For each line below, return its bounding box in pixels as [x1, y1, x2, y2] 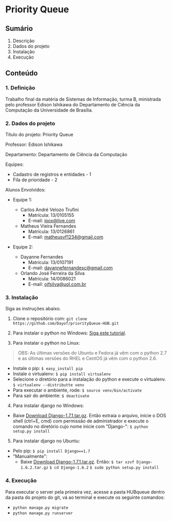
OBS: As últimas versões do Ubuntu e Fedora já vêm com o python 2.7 [17, 350, 167, 356]
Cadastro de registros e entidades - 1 [12, 171, 91, 177]
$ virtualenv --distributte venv [12, 383, 85, 388]
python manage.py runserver [12, 510, 73, 516]
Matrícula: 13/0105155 [28, 212, 74, 218]
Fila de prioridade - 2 [12, 176, 58, 183]
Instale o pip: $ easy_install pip [12, 365, 83, 371]
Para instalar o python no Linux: [12, 340, 80, 346]
